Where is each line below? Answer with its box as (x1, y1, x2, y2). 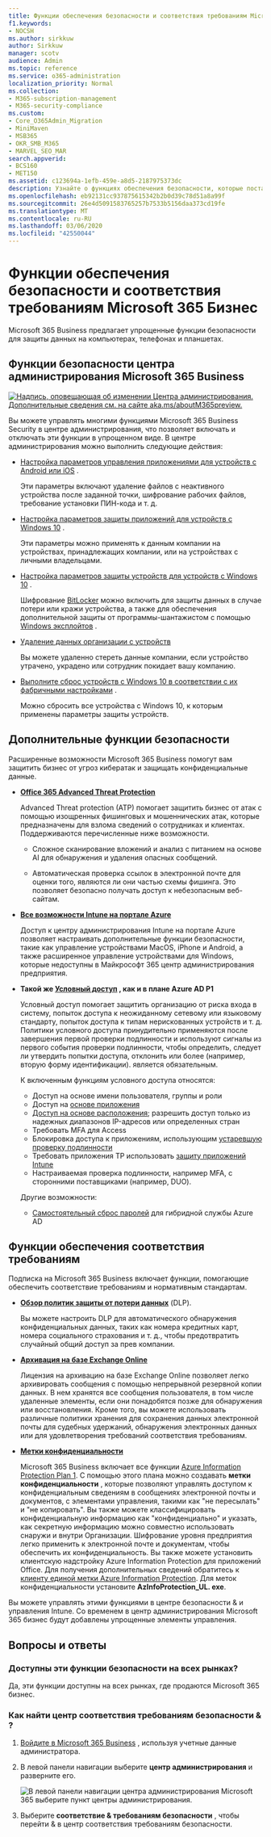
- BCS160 (8, 162, 38, 170)
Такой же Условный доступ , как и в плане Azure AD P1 (19, 984, 214, 993)
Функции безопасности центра (8, 357, 175, 371)
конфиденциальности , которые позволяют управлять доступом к (19, 1479, 252, 1489)
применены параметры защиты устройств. (19, 709, 169, 719)
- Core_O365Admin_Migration (8, 117, 103, 125)
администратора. (19, 1747, 81, 1756)
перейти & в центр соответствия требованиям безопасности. (19, 1819, 232, 1829)
